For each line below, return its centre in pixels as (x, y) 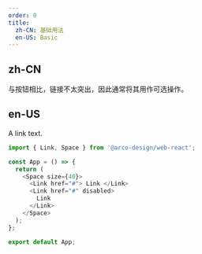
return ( (30, 169)
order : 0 (22, 15)
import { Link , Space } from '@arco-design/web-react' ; (102, 147)
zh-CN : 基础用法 (40, 30)
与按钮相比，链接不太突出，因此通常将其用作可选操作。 (98, 89)
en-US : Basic (37, 37)
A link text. (26, 133)
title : (19, 23)
